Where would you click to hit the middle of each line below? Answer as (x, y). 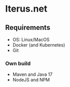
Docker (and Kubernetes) (39, 45)
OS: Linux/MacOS (31, 39)
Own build (18, 63)
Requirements (28, 28)
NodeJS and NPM (31, 80)
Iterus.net (26, 9)
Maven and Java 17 (32, 74)
